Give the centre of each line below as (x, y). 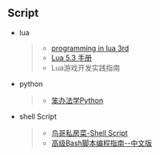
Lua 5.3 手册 (72, 57)
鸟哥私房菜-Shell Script (89, 133)
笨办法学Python (77, 100)
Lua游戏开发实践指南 (86, 67)
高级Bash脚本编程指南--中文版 (101, 143)
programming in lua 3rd (90, 48)
